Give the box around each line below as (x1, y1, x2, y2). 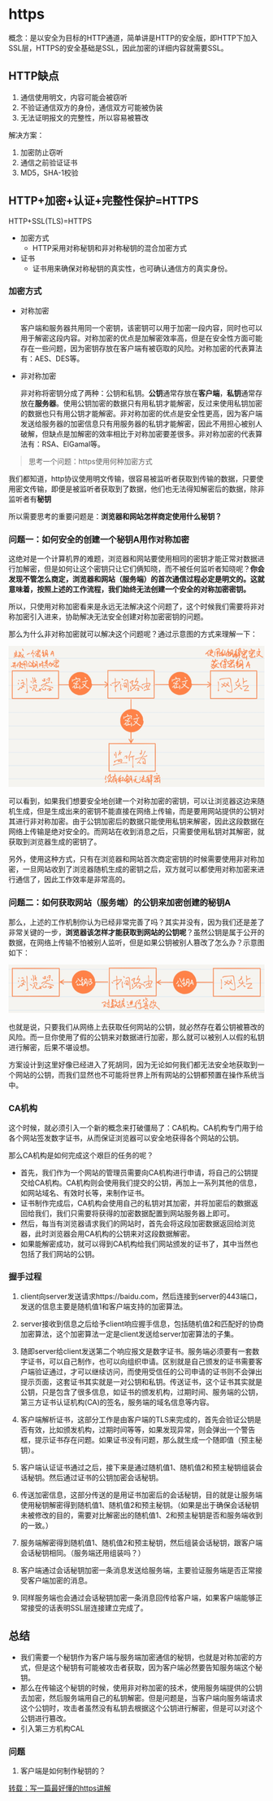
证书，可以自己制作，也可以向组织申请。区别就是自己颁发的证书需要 (27, 1356, 256, 1366)
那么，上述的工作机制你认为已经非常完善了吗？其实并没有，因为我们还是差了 (8, 917, 265, 927)
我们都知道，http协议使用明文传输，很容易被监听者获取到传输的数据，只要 (8, 473, 258, 483)
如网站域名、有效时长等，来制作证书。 (19, 1188, 149, 1197)
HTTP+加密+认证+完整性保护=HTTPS (8, 194, 199, 208)
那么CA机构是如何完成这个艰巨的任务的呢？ (8, 1150, 154, 1160)
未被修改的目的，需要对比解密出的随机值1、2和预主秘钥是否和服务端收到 (19, 1510, 263, 1520)
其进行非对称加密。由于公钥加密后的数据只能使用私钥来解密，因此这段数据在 (8, 816, 265, 827)
